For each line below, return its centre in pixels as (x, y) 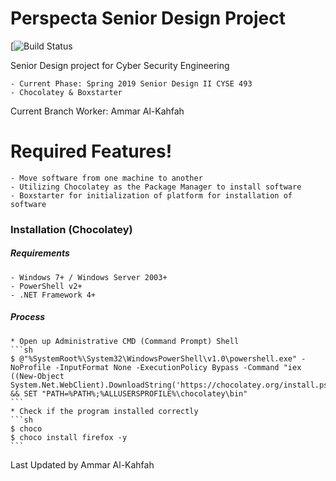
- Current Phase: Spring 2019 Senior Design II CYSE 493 (131, 83)
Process (28, 317)
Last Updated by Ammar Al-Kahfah (82, 464)
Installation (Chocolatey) (71, 229)
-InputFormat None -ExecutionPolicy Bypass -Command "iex (178, 367)
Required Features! (91, 151)
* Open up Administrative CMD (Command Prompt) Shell (125, 341)
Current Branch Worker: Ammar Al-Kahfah (97, 111)
